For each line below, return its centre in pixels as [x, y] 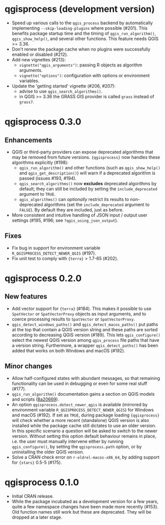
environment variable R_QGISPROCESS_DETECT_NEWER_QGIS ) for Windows [83, 410]
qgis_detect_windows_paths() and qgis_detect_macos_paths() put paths [85, 324]
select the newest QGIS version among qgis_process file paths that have [85, 340]
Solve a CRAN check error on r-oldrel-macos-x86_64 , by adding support [85, 457]
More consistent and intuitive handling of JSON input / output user [80, 215]
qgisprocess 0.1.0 [42, 482]
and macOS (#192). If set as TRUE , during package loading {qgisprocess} [85, 415]
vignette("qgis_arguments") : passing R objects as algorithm [81, 65]
